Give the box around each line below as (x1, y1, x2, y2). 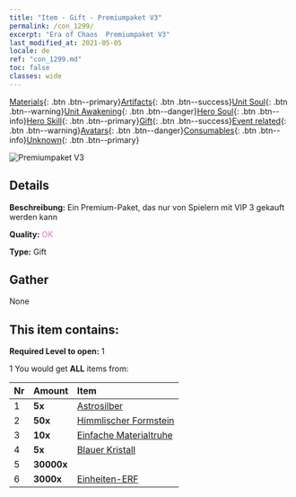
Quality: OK (9, 228, 54, 239)
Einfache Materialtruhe (76, 429, 173, 441)
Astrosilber (76, 400, 124, 413)
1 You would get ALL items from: (9, 363, 129, 374)
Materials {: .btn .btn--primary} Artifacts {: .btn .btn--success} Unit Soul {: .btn (9, 96, 289, 107)
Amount (32, 385, 69, 397)
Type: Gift (9, 246, 47, 257)
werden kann (9, 211, 58, 222)
